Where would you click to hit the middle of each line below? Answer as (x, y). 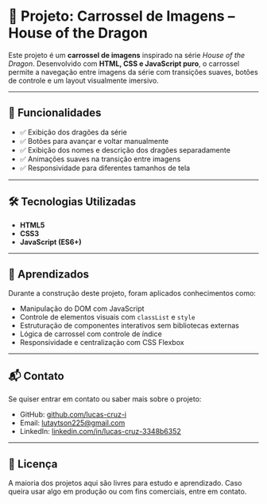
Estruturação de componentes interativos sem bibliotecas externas (130, 326)
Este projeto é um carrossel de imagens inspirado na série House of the (127, 55)
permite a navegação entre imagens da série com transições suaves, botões (133, 72)
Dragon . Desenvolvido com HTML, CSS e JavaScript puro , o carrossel (124, 64)
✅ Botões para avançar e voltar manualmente (94, 141)
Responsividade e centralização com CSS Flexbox (102, 343)
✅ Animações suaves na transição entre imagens (100, 159)
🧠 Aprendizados (49, 274)
